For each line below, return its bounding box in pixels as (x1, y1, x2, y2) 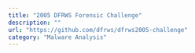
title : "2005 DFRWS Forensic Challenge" (8, 11, 143, 19)
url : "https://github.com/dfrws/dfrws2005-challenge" (8, 26, 189, 34)
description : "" (8, 19, 61, 26)
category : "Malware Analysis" (8, 33, 108, 41)
